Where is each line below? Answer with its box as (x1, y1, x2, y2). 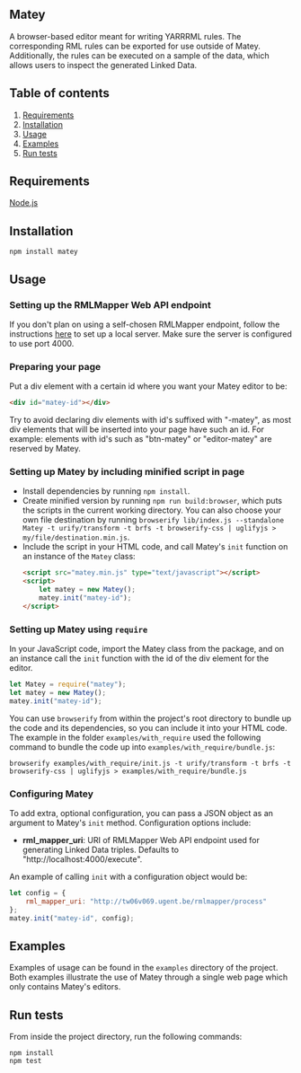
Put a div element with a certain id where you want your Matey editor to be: (9, 381, 288, 391)
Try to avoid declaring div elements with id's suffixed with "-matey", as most (9, 415, 292, 426)
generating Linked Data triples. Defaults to (22, 844, 180, 855)
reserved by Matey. (9, 444, 81, 454)
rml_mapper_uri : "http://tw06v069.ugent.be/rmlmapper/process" (25, 897, 268, 906)
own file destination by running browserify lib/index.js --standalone (22, 515, 285, 525)
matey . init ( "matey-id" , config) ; (9, 913, 135, 923)
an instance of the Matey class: (22, 551, 137, 562)
